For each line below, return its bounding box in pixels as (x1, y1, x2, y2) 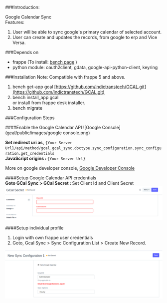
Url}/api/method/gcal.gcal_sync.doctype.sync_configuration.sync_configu (5, 146, 162, 151)
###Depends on (5, 50, 39, 55)
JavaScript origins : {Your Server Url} (5, 155, 86, 161)
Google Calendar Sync (5, 14, 51, 20)
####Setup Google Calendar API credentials (5, 175, 96, 181)
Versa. (12, 40, 26, 46)
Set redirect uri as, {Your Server (5, 140, 72, 145)
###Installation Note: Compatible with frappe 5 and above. (5, 74, 126, 80)
